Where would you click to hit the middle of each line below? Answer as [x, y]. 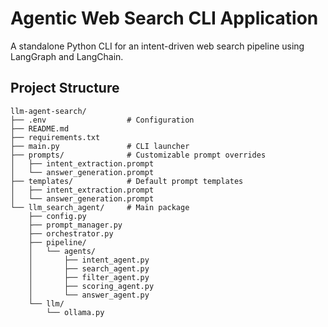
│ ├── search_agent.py [89, 268]
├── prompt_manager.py [75, 225]
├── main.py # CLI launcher [100, 146]
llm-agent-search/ [48, 111]
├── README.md [40, 128]
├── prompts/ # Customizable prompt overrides [138, 155]
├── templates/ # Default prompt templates [127, 181]
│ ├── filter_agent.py [89, 277]
